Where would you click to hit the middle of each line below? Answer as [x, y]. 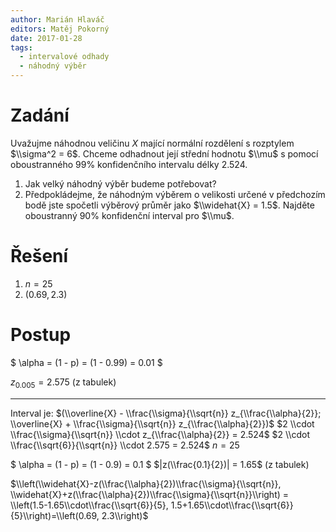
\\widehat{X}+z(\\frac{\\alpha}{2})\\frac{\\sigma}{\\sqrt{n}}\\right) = [150, 494]
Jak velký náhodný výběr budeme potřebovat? [120, 183]
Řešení [39, 256]
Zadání [40, 115]
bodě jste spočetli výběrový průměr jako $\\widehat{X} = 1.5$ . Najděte [169, 205]
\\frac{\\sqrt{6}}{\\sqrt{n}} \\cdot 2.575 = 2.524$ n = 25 [125, 445]
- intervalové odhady [64, 57]
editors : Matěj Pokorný [60, 29]
